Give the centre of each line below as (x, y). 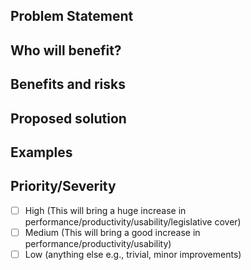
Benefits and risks (68, 84)
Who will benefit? (66, 50)
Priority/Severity (63, 186)
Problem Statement (72, 16)
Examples (41, 152)
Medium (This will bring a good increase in (112, 232)
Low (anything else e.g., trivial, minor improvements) (133, 254)
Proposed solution (68, 118)
